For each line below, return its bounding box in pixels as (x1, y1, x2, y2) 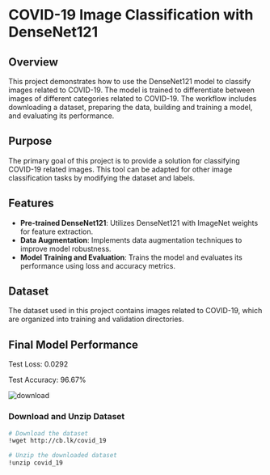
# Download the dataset (8, 429, 89, 438)
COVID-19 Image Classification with (8, 6, 254, 24)
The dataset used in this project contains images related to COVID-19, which (8, 306, 263, 316)
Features (8, 197, 54, 210)
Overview (8, 55, 59, 69)
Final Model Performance (8, 337, 139, 351)
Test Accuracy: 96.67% (8, 375, 86, 385)
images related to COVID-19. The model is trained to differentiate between (8, 85, 255, 95)
